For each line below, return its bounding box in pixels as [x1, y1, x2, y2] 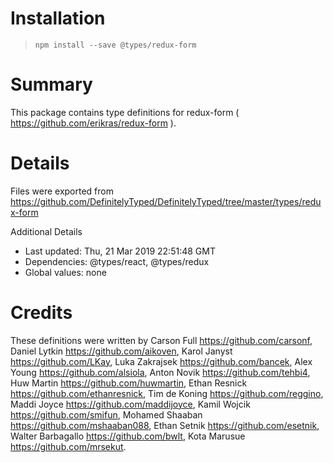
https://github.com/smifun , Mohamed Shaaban [10, 408, 203, 421]
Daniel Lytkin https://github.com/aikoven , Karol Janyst [10, 345, 233, 357]
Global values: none [24, 266, 107, 278]
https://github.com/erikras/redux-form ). [10, 117, 177, 129]
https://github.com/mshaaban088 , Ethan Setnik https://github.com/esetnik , [10, 419, 320, 431]
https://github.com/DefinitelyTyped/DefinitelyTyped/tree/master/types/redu [10, 195, 322, 207]
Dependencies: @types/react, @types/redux [24, 255, 210, 267]
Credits [10, 302, 73, 324]
